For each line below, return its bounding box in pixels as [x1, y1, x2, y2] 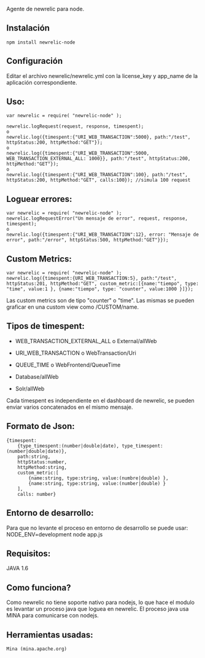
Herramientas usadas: [6, 629, 93, 640]
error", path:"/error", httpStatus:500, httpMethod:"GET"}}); [6, 237, 169, 243]
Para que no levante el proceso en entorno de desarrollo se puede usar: [6, 524, 188, 532]
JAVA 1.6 [6, 565, 29, 572]
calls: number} [17, 491, 56, 497]
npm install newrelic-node [6, 39, 75, 45]
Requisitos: [6, 548, 51, 559]
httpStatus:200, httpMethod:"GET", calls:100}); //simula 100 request [6, 177, 191, 184]
